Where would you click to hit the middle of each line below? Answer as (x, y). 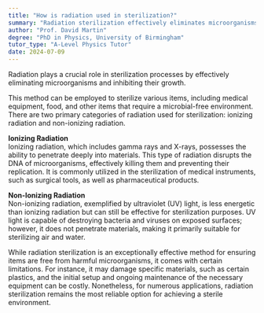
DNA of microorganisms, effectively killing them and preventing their (119, 163)
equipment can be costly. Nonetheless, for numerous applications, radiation (131, 285)
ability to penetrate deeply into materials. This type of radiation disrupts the (130, 155)
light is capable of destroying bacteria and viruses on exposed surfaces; (125, 220)
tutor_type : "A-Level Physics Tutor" (70, 45)
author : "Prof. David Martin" (58, 30)
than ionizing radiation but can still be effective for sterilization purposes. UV (132, 212)
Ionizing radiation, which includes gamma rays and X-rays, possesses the (127, 147)
